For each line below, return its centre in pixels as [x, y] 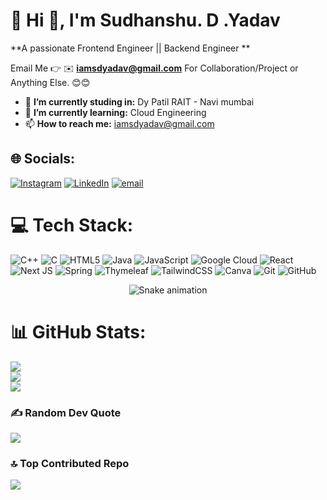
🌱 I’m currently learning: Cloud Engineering [115, 112]
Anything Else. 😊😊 [50, 82]
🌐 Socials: [43, 159]
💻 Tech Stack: [72, 225]
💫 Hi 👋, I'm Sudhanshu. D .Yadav [145, 20]
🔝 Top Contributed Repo [70, 463]
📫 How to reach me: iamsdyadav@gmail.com [119, 123]
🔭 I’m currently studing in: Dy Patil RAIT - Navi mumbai [139, 101]
